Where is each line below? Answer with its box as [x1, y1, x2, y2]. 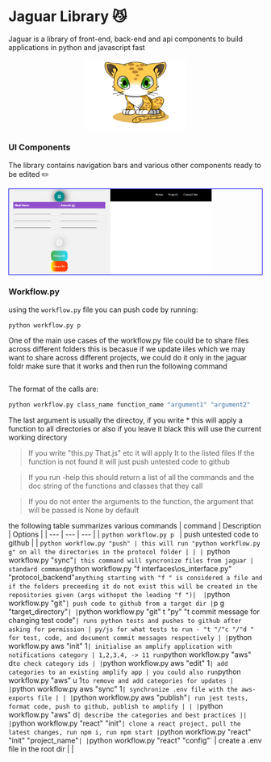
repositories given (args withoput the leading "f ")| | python [8, 590, 231, 600]
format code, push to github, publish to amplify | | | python [8, 701, 223, 711]
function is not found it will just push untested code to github [27, 457, 230, 467]
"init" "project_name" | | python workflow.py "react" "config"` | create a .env [8, 735, 262, 746]
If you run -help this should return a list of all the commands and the [27, 473, 255, 482]
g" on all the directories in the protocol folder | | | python [8, 547, 231, 557]
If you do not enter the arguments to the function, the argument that [27, 497, 254, 507]
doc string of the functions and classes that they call [27, 481, 203, 491]
